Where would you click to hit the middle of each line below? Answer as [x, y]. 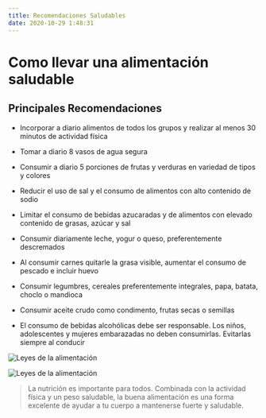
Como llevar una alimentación [108, 62]
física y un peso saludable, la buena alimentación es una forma [131, 397]
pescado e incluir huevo [59, 270]
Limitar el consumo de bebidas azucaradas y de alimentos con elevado [136, 215]
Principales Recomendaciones [85, 108]
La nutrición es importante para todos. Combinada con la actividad [137, 388]
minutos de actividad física [64, 136]
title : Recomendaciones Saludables [67, 15]
